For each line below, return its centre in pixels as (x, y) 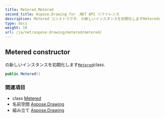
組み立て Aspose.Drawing (38, 110)
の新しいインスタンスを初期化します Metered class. (55, 65)
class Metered (27, 98)
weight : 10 (16, 28)
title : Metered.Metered (29, 10)
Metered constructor (38, 52)
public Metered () (23, 74)
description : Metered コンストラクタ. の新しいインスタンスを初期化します (74, 19)
